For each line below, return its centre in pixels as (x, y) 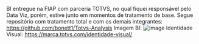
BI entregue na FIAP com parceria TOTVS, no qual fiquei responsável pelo (99, 9)
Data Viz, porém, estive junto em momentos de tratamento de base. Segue (100, 15)
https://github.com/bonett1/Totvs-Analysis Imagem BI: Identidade (100, 28)
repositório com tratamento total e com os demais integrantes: (85, 21)
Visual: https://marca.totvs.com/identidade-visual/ (69, 34)
